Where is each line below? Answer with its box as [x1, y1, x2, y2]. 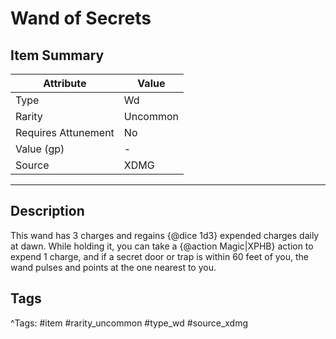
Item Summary [10, 47, 105, 64]
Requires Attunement [15, 126, 115, 139]
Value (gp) [15, 142, 65, 156]
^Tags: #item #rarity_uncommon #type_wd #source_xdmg [10, 317, 249, 329]
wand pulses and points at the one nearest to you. [10, 261, 217, 273]
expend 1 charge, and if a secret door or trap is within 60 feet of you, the [10, 250, 310, 262]
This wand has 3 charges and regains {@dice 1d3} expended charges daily [10, 229, 320, 241]
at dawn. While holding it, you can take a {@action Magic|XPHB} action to [10, 240, 314, 252]
